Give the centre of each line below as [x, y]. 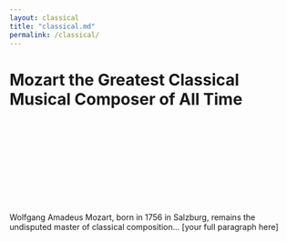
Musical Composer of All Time [126, 99]
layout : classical [44, 18]
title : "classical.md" [52, 26]
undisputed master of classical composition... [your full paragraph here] [144, 227]
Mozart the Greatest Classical [124, 80]
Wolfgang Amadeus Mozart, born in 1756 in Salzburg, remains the [133, 217]
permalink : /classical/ [55, 35]
